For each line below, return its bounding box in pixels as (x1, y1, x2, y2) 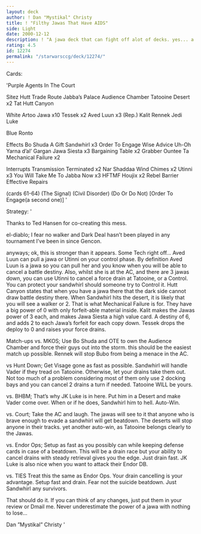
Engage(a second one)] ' (6, 196, 68, 203)
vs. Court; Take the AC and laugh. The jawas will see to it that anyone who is (6, 410, 194, 417)
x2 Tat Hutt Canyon (6, 100, 54, 107)
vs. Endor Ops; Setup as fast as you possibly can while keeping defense (6, 441, 184, 448)
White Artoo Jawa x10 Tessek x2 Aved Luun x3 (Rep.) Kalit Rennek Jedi (6, 111, 182, 118)
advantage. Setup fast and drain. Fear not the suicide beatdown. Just (6, 478, 177, 485)
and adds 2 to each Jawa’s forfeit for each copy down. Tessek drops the (6, 319, 185, 326)
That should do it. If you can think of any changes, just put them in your (6, 496, 182, 503)
